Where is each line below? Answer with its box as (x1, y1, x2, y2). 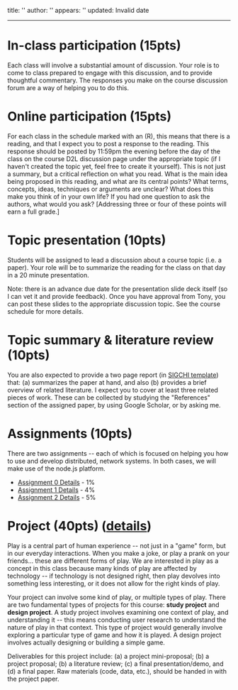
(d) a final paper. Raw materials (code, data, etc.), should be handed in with (7, 667, 227, 675)
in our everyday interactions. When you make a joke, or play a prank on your (7, 549, 230, 557)
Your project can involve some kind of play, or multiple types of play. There (7, 593, 227, 601)
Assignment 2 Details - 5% (17, 493, 96, 501)
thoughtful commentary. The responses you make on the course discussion (7, 76, 228, 84)
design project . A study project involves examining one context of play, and (7, 608, 229, 616)
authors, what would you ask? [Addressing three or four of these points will (7, 199, 227, 208)
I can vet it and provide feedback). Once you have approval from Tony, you (7, 292, 226, 300)
